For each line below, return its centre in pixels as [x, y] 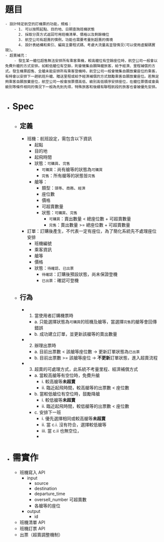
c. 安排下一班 [48, 412]
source [41, 483]
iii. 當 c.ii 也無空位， [62, 431]
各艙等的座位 [47, 506]
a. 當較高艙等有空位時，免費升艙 [67, 375]
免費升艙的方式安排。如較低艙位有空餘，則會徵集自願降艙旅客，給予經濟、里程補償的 [78, 66]
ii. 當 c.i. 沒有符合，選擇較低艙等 [74, 425]
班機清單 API [32, 522]
